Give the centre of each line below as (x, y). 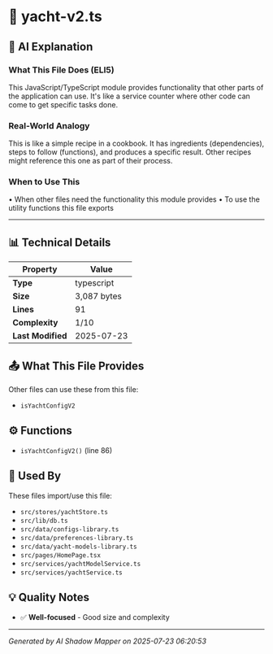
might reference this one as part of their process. (91, 161)
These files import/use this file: (60, 495)
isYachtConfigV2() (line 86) (66, 450)
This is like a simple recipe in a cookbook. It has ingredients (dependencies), (136, 144)
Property (40, 269)
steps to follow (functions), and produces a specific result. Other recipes (130, 152)
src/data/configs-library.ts (69, 529)
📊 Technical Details (60, 242)
